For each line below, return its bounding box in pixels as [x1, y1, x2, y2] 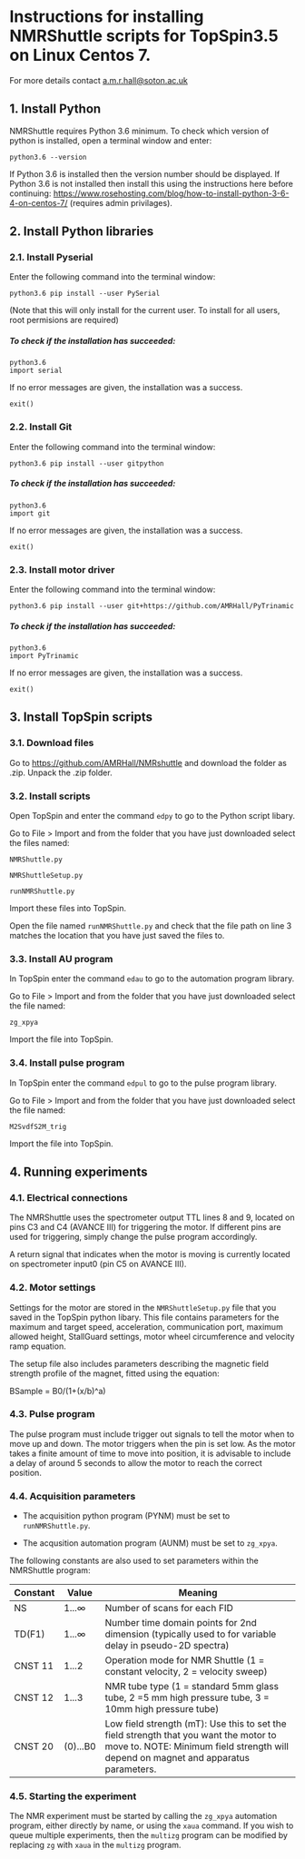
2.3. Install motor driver [9, 563, 115, 575]
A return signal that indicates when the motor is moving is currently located [9, 1249, 290, 1260]
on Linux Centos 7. [9, 45, 152, 65]
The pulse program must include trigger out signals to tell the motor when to [9, 1428, 295, 1440]
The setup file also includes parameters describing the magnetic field [9, 1358, 270, 1369]
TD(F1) [14, 1628, 45, 1640]
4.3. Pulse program [9, 1408, 95, 1421]
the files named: [9, 837, 70, 848]
